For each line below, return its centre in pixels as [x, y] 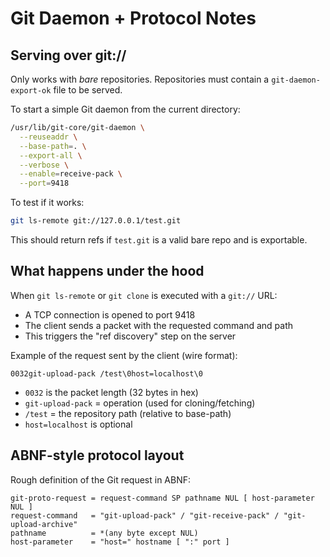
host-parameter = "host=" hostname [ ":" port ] [120, 542]
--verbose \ [44, 165]
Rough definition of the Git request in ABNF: [101, 479]
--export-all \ [51, 155]
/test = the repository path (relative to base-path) [128, 413]
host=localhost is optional [78, 424]
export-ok [31, 91]
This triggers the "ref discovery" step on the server [130, 336]
